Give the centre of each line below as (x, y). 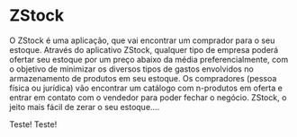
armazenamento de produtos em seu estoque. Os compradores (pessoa (143, 78)
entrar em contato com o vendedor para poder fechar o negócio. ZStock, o (148, 97)
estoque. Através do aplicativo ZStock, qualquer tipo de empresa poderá (144, 49)
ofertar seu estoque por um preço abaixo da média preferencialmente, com (149, 59)
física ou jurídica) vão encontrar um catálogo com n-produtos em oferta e (146, 88)
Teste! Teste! (33, 124)
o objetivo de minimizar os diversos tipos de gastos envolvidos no (131, 69)
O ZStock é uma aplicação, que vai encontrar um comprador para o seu (142, 40)
